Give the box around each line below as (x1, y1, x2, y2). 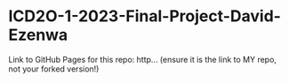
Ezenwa (8, 25, 68, 45)
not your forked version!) (8, 64, 100, 74)
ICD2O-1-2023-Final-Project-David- (8, 6, 282, 26)
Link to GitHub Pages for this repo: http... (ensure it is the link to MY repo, (8, 54, 277, 64)
